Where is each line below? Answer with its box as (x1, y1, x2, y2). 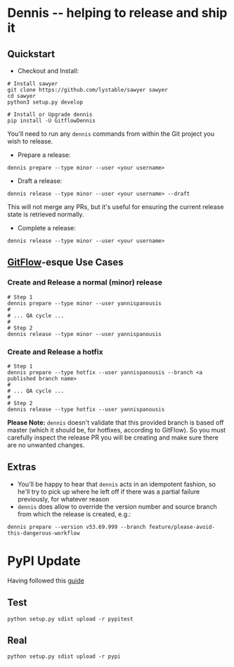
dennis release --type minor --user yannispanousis (7, 330, 162, 337)
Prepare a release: (17, 151, 71, 159)
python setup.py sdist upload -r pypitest (7, 615, 134, 623)
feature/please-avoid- (148, 523, 216, 530)
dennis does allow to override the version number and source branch (17, 502, 218, 511)
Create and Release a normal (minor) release (7, 278, 163, 287)
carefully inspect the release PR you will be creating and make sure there (7, 433, 219, 442)
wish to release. (7, 137, 53, 145)
